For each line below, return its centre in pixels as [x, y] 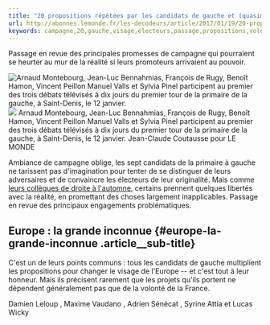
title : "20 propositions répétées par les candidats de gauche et [122, 16]
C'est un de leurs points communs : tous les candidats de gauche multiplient [135, 263]
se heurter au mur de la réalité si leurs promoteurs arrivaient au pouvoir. [127, 62]
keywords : [25, 31]
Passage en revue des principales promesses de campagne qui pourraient [131, 54]
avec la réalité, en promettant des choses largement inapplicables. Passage [133, 197]
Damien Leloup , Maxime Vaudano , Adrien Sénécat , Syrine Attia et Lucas [131, 304]
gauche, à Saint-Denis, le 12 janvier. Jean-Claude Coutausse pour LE [122, 138]
